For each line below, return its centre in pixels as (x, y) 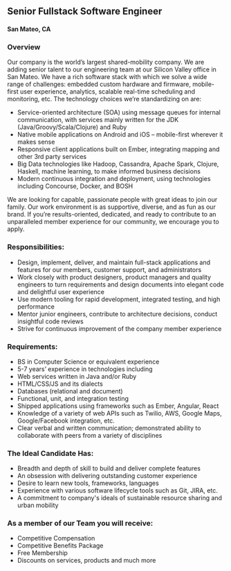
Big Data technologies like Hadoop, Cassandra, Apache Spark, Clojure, (118, 164)
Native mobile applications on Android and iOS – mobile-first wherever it (120, 135)
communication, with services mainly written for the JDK (98, 120)
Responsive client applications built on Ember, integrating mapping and (118, 149)
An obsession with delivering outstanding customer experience (107, 476)
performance (36, 306)
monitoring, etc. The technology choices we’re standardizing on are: (104, 99)
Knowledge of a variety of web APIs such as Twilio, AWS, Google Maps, (120, 413)
